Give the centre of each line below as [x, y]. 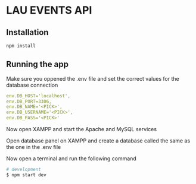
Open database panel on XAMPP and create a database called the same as [98, 141]
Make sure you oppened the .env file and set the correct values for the [93, 78]
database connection [32, 85]
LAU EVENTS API [49, 10]
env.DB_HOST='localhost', [38, 96]
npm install [21, 46]
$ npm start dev [26, 175]
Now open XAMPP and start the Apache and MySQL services [81, 129]
